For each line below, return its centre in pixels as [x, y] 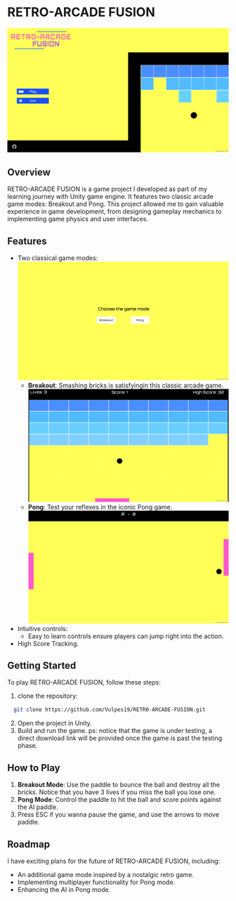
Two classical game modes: [58, 258]
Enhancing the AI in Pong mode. [64, 889]
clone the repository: [48, 696]
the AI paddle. [38, 807]
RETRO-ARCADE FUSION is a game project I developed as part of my [107, 189]
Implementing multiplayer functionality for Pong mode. [96, 882]
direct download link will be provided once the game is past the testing [120, 738]
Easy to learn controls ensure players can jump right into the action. [126, 636]
